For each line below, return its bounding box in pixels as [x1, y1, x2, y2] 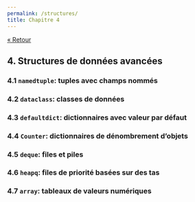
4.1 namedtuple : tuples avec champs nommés [7, 76, 158, 85]
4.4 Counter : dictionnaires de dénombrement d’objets [7, 131, 189, 141]
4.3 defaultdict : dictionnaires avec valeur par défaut [7, 113, 187, 122]
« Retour [7, 35, 32, 43]
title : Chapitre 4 [7, 16, 60, 23]
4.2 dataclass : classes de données [7, 94, 125, 104]
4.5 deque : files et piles [7, 149, 84, 159]
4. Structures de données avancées [7, 55, 163, 67]
